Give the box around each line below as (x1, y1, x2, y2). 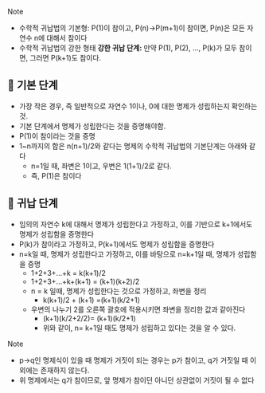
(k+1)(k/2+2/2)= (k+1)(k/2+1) (42, 313, 136, 323)
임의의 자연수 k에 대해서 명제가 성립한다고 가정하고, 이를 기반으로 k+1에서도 (18, 219, 253, 229)
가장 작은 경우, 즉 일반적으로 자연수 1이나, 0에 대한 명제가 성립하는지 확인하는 (18, 101, 258, 111)
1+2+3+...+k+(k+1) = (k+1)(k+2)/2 (30, 277, 140, 286)
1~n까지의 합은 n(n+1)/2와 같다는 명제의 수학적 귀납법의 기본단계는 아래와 (18, 141, 247, 151)
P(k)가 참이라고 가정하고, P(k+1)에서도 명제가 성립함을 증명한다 (18, 239, 215, 249)
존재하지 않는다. (40, 365, 90, 375)
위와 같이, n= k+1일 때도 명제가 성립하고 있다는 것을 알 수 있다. (42, 323, 236, 332)
